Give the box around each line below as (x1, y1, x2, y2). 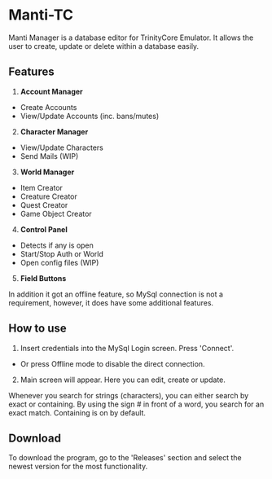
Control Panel (20, 224, 68, 234)
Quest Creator (20, 200, 68, 209)
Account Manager (20, 86, 83, 96)
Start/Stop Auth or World (20, 248, 103, 258)
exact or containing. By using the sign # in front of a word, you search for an (8, 399, 265, 409)
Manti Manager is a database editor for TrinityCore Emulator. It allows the (8, 33, 254, 42)
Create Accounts (20, 102, 77, 112)
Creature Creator (20, 191, 77, 201)
